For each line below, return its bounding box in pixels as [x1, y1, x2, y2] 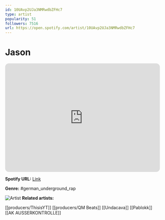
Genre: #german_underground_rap [5, 185, 76, 191]
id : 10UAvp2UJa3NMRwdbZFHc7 [5, 7, 63, 12]
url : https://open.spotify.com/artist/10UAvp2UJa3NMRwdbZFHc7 [5, 26, 135, 31]
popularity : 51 [5, 16, 36, 21]
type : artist [5, 12, 32, 17]
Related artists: [22, 195, 54, 201]
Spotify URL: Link [5, 176, 41, 182]
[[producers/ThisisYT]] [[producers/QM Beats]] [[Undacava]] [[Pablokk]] [5, 205, 153, 211]
